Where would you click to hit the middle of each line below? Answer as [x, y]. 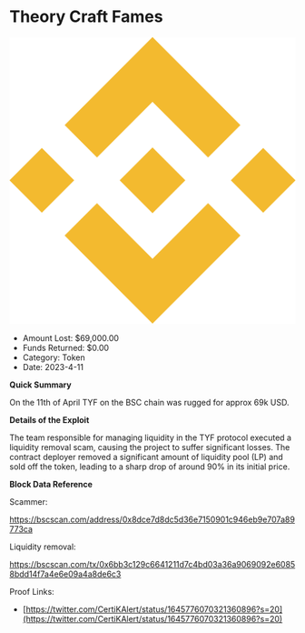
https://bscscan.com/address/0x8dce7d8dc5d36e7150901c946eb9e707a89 [152, 519]
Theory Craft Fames [86, 17]
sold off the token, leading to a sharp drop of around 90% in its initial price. [150, 467]
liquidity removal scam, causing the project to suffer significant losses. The [150, 447]
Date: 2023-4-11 [53, 367]
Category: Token [54, 357]
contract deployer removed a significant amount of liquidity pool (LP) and [146, 457]
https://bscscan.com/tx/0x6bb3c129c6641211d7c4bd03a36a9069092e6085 [152, 564]
